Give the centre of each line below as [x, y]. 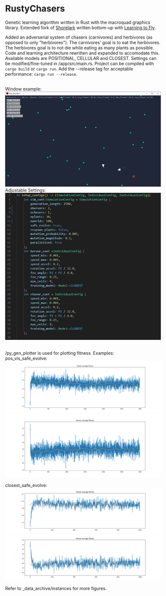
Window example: [23, 89]
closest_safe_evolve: [26, 486]
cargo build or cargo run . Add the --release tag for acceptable [69, 69]
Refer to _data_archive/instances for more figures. [56, 589]
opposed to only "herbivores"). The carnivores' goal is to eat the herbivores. [83, 42]
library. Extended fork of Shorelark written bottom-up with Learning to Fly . [81, 27]
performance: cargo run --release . [41, 74]
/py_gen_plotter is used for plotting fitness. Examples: [60, 353]
